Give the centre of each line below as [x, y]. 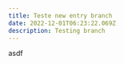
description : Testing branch [57, 30]
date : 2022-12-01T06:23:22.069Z [62, 23]
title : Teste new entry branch [60, 16]
